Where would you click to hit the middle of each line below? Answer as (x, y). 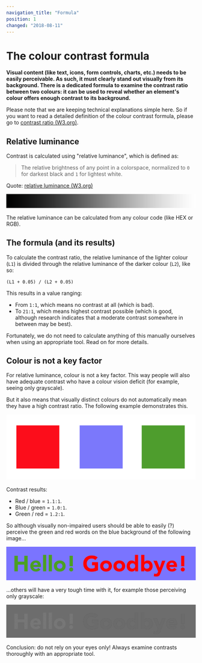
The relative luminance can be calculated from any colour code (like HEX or (100, 217)
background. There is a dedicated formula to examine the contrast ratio (97, 85)
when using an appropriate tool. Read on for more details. (78, 342)
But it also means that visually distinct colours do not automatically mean (96, 399)
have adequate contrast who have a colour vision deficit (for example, (93, 381)
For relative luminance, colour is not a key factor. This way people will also (98, 375)
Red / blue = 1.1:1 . (38, 501)
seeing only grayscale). (35, 388)
